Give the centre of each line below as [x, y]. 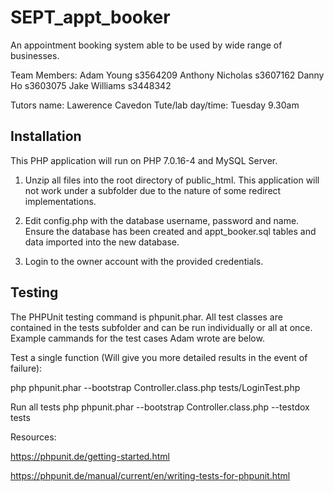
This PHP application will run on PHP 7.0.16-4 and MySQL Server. [144, 160]
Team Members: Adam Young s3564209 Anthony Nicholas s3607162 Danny [167, 75]
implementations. [60, 201]
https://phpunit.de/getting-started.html [90, 456]
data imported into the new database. [102, 242]
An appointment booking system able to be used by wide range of [146, 45]
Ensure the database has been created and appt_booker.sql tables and [170, 231]
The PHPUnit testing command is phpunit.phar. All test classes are [146, 317]
